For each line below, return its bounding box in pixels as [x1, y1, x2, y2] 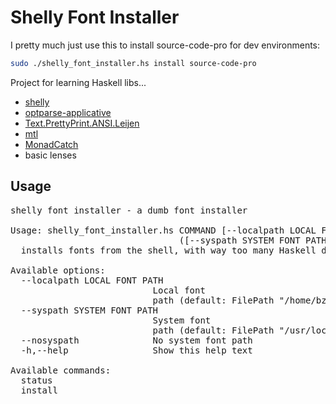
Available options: [10, 264, 106, 276]
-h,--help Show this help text [20, 344, 253, 356]
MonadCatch [24, 138, 79, 150]
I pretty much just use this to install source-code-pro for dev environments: [10, 39, 321, 51]
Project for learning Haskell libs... [10, 76, 147, 88]
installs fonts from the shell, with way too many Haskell [20, 244, 317, 256]
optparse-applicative [24, 106, 112, 118]
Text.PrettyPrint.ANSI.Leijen [24, 117, 140, 129]
